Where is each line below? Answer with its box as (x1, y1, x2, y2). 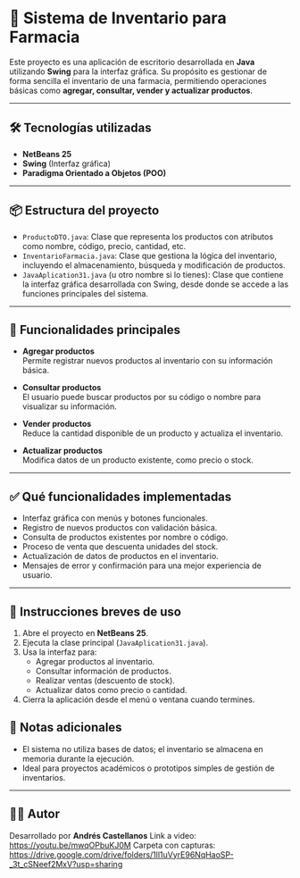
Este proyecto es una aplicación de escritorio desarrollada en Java (9, 56, 255, 67)
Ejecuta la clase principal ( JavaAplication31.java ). (21, 638, 208, 648)
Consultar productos (21, 382, 102, 393)
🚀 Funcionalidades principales (9, 322, 181, 338)
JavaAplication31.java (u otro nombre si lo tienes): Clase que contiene (21, 269, 284, 280)
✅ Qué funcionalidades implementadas (9, 489, 232, 504)
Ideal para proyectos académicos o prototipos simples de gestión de (21, 763, 275, 773)
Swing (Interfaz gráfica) (21, 158, 112, 169)
